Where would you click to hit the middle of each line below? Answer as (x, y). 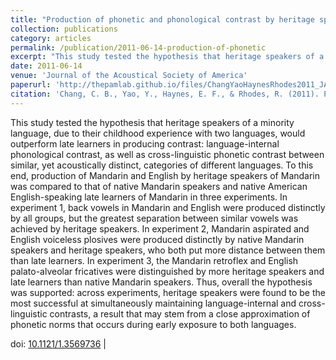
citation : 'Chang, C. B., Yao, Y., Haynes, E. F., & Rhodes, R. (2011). (165, 94)
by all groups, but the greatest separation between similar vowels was (154, 218)
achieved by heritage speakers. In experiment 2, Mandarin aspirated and (160, 228)
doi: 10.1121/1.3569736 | (58, 343)
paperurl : (31, 85)
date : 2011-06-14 (46, 66)
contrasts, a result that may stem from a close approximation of (180, 313)
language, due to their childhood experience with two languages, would (158, 133)
